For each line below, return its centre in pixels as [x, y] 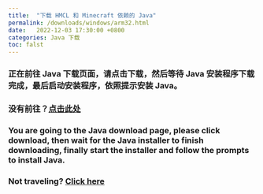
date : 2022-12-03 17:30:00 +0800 [67, 30]
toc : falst [26, 45]
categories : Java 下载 [44, 37]
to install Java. [37, 160]
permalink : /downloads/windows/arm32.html [79, 23]
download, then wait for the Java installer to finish [106, 140]
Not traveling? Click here [56, 181]
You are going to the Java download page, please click [114, 130]
